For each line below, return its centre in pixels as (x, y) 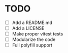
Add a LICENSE (28, 28)
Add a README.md (32, 22)
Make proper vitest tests (38, 34)
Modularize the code (34, 39)
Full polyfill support (32, 45)
